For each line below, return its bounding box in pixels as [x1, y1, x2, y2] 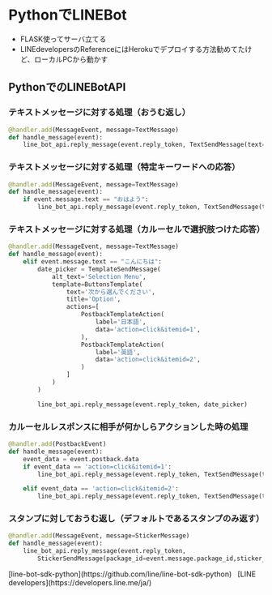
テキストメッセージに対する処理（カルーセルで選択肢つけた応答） [8, 223, 266, 234]
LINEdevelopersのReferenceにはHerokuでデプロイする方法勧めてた [19, 44, 245, 54]
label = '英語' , [95, 348, 141, 356]
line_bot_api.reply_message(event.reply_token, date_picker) [37, 400, 249, 409]
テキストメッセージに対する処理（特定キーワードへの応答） [8, 161, 240, 173]
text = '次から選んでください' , [66, 288, 156, 296]
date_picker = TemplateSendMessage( [37, 265, 161, 273]
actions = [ [66, 303, 100, 311]
